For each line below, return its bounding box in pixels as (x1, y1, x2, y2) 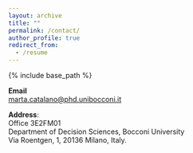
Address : (8, 110, 40, 120)
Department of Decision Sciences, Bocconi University (8, 127, 185, 136)
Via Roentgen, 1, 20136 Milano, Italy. (8, 135, 128, 144)
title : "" (8, 19, 41, 27)
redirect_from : (8, 41, 59, 49)
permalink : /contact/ (8, 26, 81, 34)
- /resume (15, 49, 48, 57)
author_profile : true (8, 33, 81, 42)
